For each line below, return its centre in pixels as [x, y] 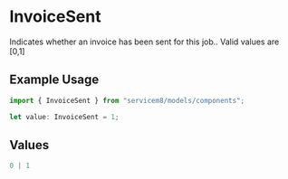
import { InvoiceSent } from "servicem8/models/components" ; [127, 100]
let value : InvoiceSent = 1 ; [64, 117]
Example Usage [54, 80]
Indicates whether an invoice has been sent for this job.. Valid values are [144, 42]
